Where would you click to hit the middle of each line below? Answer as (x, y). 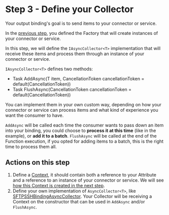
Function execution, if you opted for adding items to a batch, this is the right (84, 141)
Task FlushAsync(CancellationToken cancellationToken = (72, 89)
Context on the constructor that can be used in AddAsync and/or (79, 201)
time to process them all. (31, 146)
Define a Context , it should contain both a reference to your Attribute (84, 175)
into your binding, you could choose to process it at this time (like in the (81, 131)
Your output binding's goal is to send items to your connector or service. (81, 23)
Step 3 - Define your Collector (70, 9)
